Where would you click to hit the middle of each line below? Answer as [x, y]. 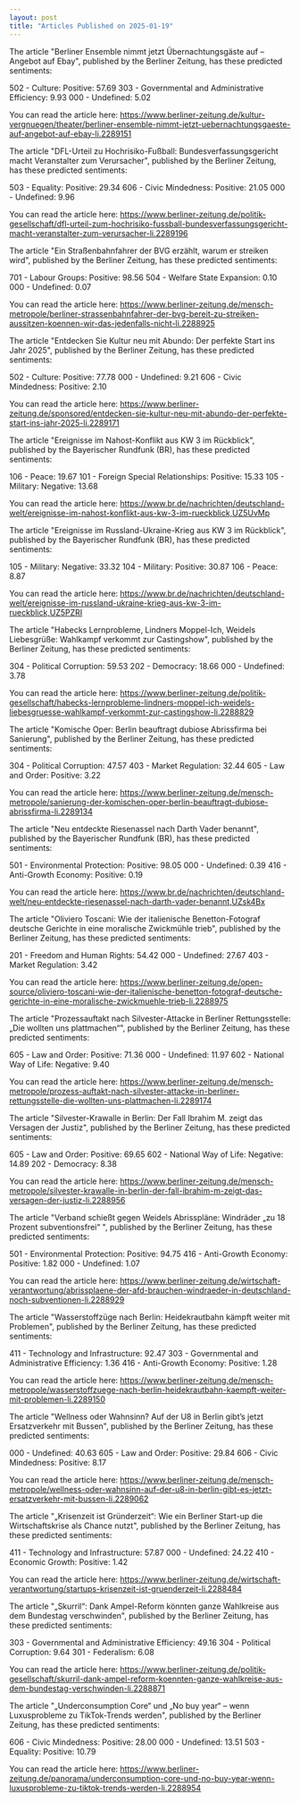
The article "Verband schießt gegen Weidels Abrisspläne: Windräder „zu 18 [147, 1217]
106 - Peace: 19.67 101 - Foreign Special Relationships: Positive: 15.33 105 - [147, 476]
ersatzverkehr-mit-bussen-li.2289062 [79, 1499]
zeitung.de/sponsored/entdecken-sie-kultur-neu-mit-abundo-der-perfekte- [148, 413]
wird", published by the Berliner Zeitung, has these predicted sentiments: [143, 259]
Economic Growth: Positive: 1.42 [69, 1561]
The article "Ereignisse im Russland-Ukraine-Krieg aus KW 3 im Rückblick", [148, 530]
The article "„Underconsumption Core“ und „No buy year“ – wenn [129, 1705]
